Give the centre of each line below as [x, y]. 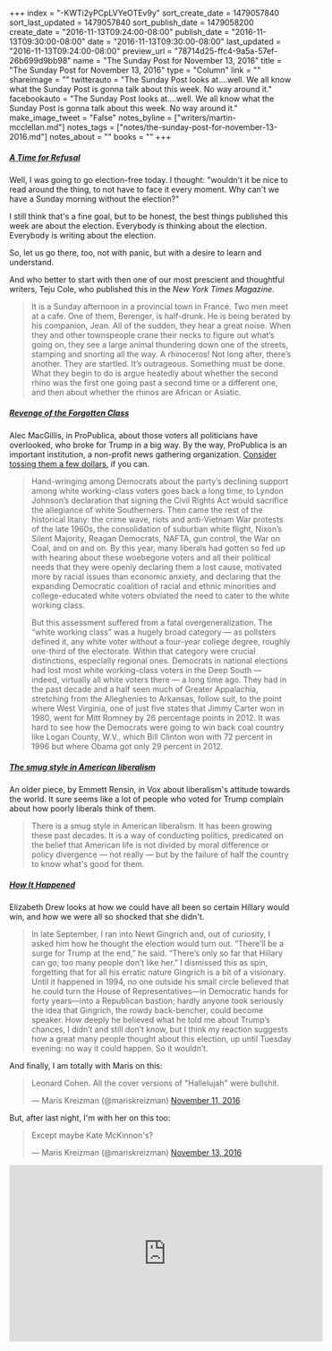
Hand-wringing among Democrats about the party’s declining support [160, 481]
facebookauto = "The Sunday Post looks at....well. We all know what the [142, 99]
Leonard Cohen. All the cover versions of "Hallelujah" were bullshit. [155, 1083]
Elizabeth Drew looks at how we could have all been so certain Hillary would [149, 907]
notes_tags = [90, 127]
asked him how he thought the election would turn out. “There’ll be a [157, 943]
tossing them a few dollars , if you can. [80, 463]
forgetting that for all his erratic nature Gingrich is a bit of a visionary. [158, 972]
